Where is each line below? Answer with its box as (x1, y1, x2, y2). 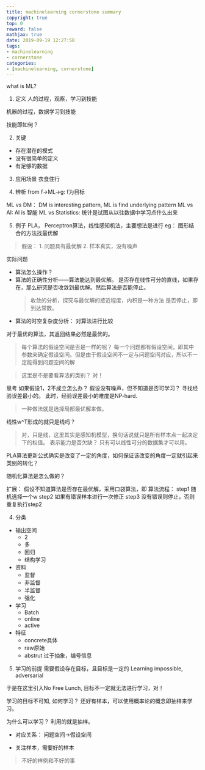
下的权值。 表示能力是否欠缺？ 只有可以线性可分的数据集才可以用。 (21, 439, 190, 446)
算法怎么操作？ (15, 268, 53, 276)
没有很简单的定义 (15, 155, 59, 162)
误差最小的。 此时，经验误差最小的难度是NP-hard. (11, 392, 138, 400)
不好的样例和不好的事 (21, 757, 75, 765)
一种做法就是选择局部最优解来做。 (21, 405, 107, 413)
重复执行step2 (6, 501, 43, 508)
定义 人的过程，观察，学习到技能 (15, 95, 98, 103)
